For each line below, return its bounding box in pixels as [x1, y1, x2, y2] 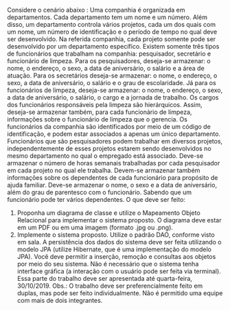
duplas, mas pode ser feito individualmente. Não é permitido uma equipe [16, 289, 223, 297]
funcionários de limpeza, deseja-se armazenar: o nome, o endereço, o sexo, [7, 86, 223, 94]
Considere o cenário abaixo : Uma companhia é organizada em [7, 6, 185, 14]
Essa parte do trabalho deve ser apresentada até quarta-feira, [16, 275, 192, 282]
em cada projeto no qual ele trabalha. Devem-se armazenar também [7, 166, 200, 174]
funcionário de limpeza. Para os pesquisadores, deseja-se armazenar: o [7, 57, 211, 65]
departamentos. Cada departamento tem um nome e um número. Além [7, 13, 208, 21]
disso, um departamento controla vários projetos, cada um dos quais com [7, 21, 216, 28]
